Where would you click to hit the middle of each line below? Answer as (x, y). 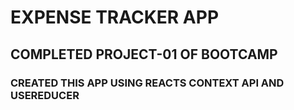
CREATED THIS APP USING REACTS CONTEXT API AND (147, 83)
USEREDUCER (45, 95)
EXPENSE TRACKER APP (115, 17)
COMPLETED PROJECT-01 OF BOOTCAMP (144, 54)
